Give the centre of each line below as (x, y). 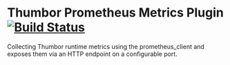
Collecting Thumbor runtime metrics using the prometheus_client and (106, 46)
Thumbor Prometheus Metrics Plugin (116, 13)
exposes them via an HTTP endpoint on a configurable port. (92, 54)
